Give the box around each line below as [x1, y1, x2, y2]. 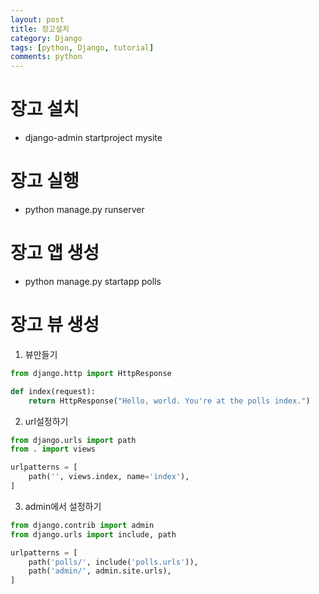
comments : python [10, 52, 83, 62]
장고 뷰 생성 [10, 314, 100, 336]
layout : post [10, 14, 65, 25]
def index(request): [10, 386, 97, 396]
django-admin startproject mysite [24, 132, 163, 144]
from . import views [10, 444, 97, 455]
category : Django [10, 33, 83, 43]
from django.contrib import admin [10, 520, 155, 530]
